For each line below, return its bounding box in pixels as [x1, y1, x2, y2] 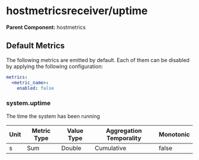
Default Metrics [6, 41, 65, 51]
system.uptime [6, 99, 51, 107]
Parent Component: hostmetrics [6, 24, 86, 31]
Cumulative [94, 143, 126, 152]
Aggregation [105, 126, 142, 135]
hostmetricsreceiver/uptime [6, 4, 148, 18]
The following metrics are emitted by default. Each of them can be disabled [6, 56, 190, 63]
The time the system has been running [6, 112, 101, 119]
